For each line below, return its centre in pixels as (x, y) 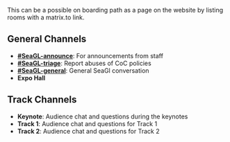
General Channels (47, 39)
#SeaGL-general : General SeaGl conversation (83, 70)
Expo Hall (31, 78)
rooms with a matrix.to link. (46, 17)
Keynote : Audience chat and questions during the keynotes (102, 116)
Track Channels (42, 100)
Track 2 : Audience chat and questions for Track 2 (88, 131)
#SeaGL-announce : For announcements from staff (90, 55)
